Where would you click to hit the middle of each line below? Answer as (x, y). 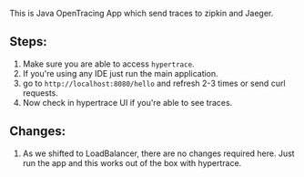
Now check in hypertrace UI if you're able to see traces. (127, 102)
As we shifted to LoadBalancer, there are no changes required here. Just (158, 153)
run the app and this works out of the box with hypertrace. (132, 162)
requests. (41, 93)
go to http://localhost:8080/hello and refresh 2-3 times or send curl (154, 83)
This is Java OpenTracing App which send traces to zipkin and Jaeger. (142, 13)
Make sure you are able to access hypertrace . (108, 64)
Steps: (28, 42)
